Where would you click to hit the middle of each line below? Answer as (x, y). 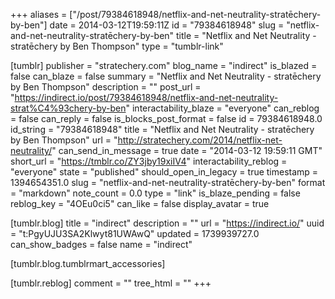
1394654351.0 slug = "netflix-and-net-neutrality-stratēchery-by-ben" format (168, 182)
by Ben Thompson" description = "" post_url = (106, 87)
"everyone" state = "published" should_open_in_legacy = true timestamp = (164, 172)
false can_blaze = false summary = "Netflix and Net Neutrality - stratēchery (166, 76)
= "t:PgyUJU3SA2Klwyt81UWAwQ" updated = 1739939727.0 (135, 233)
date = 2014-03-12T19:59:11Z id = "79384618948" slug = (167, 25)
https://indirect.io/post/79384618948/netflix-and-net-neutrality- (146, 97)
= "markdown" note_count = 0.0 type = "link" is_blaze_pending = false (155, 193)
